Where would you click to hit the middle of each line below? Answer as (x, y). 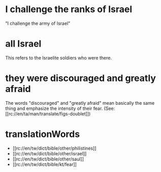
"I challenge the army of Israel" (38, 23)
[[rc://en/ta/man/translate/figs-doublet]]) (48, 114)
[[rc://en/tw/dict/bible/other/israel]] (50, 153)
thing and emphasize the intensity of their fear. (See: (60, 108)
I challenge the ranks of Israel (69, 9)
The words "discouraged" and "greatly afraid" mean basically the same (80, 103)
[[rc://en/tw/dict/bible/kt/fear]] (45, 164)
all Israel (23, 44)
